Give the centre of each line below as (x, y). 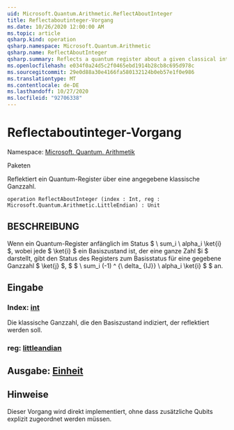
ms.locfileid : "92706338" (45, 98)
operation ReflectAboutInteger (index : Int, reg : (84, 199)
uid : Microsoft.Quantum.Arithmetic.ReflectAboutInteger (90, 14)
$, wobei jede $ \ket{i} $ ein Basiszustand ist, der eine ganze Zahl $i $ (108, 251)
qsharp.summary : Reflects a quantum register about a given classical (112, 59)
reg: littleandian (34, 348)
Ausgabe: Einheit (45, 371)
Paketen (19, 165)
